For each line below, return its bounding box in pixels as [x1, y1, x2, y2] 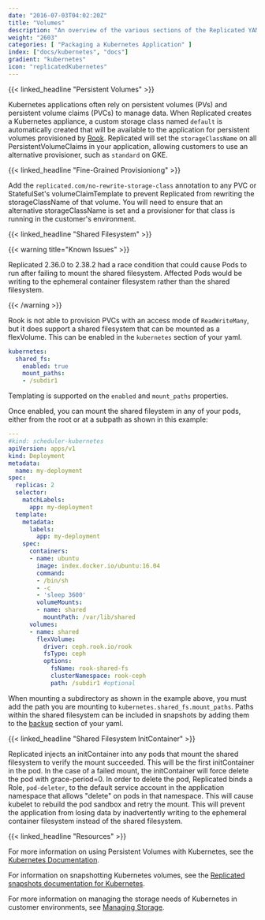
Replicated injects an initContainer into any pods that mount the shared [8, 749, 239, 758]
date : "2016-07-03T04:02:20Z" [8, 11, 108, 20]
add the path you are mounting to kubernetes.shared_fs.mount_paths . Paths [8, 702, 254, 711]
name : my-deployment [15, 467, 83, 475]
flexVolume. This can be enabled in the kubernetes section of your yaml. [8, 332, 242, 341]
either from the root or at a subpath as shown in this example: [8, 415, 208, 424]
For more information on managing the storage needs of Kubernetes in [8, 894, 238, 903]
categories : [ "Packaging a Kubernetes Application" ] [8, 41, 192, 49]
